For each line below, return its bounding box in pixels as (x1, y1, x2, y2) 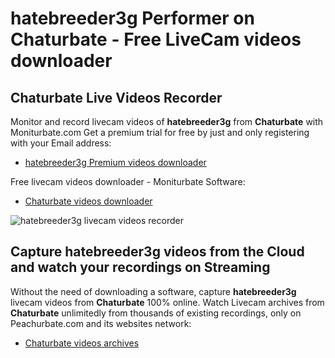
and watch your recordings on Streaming (10, 259, 271, 276)
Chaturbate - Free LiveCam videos (10, 28, 302, 51)
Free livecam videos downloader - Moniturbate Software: (10, 176, 246, 187)
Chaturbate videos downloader (24, 195, 153, 207)
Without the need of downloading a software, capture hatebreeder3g (10, 285, 297, 297)
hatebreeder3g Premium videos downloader (24, 157, 207, 168)
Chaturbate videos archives (24, 337, 140, 349)
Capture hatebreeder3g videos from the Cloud (10, 243, 305, 261)
